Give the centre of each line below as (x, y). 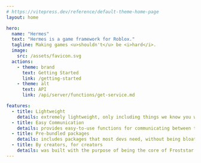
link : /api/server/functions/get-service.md (78, 95)
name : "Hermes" (31, 34)
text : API (34, 90)
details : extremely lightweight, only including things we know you (104, 117)
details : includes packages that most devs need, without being (99, 139)
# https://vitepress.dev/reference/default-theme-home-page (83, 12)
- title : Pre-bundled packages (51, 134)
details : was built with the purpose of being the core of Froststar (106, 150)
